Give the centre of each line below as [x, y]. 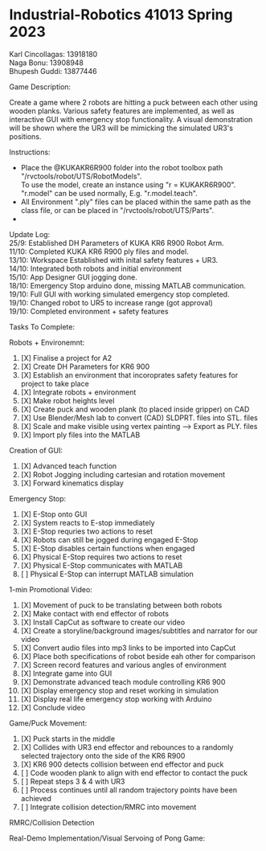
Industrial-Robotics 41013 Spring [121, 15]
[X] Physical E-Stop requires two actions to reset [101, 557]
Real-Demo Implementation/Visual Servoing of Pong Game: [107, 838]
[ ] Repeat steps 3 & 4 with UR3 [73, 781]
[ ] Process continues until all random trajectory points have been [129, 790]
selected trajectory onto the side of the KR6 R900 [103, 755]
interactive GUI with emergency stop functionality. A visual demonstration [131, 119]
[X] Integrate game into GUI [66, 673]
